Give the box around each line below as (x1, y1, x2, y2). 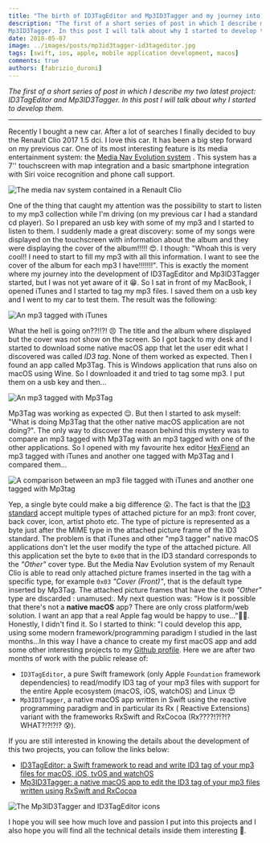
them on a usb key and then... (8, 377, 107, 386)
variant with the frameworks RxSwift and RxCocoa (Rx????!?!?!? (19, 712, 231, 721)
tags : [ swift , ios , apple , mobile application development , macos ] (8, 49, 239, 57)
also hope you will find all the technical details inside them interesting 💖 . (8, 825, 247, 835)
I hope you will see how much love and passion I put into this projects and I (8, 816, 257, 826)
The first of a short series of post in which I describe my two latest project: (8, 86, 256, 96)
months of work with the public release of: (8, 653, 149, 663)
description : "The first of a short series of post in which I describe (8, 19, 257, 27)
